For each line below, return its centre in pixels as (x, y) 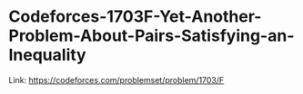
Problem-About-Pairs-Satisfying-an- (151, 36)
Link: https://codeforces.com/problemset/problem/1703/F (116, 80)
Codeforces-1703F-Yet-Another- (135, 17)
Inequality (48, 55)
